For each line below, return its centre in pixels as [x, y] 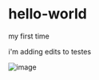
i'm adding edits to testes [50, 51]
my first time [29, 36]
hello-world [48, 14]
